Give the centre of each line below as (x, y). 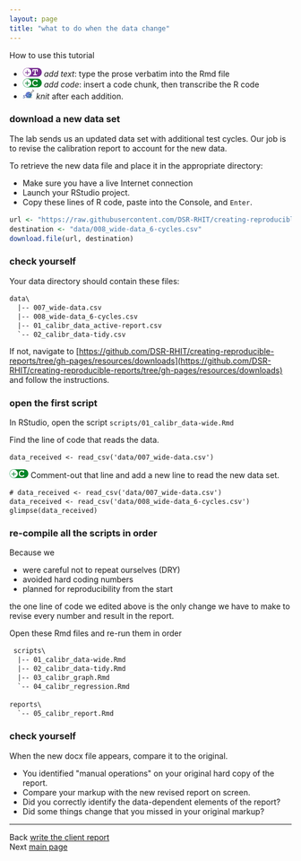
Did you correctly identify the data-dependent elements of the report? (151, 802)
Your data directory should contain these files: (95, 281)
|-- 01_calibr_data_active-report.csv (90, 326)
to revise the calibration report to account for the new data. (118, 148)
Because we (32, 552)
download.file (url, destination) (72, 239)
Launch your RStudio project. (76, 192)
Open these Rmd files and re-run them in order (95, 633)
